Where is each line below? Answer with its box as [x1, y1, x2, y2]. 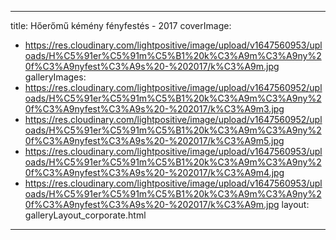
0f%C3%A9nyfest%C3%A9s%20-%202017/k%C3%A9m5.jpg [24, 135, 285, 146]
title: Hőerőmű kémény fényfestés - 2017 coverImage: [10, 20, 232, 31]
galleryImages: [24, 71, 87, 83]
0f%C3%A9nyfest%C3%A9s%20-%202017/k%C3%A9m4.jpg [24, 167, 285, 178]
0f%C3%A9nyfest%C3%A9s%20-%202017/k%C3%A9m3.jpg [24, 103, 285, 115]
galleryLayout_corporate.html [24, 209, 147, 221]
